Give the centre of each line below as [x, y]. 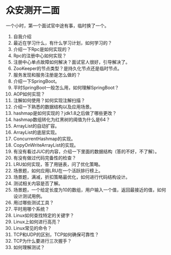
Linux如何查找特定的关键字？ [44, 215]
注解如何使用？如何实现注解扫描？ [49, 100]
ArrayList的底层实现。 [36, 132]
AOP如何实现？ [29, 94]
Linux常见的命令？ [33, 228]
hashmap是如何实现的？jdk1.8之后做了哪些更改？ [65, 113]
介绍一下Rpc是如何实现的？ [42, 49]
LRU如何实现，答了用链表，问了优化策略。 [58, 164]
